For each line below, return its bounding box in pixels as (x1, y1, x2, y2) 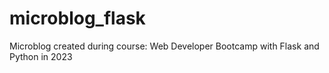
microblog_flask (9, 7, 146, 30)
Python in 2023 (9, 50, 73, 62)
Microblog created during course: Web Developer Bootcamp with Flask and (9, 40, 320, 52)
